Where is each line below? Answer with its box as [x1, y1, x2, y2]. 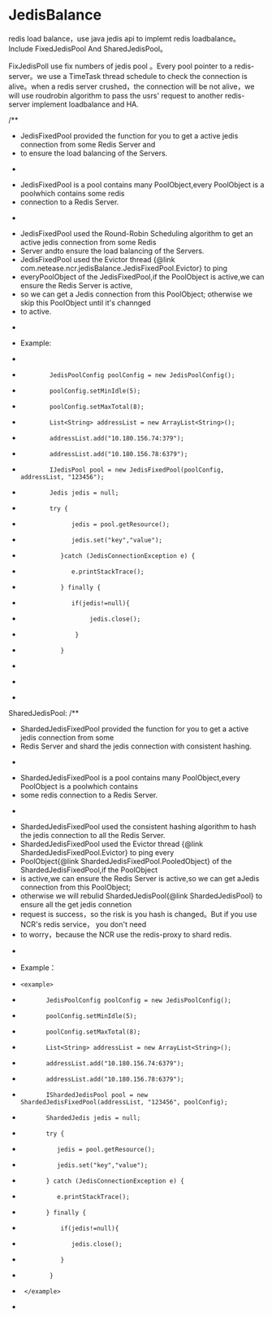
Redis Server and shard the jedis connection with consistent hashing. [19, 741, 252, 751]
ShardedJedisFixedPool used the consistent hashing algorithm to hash [19, 821, 257, 832]
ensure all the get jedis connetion [19, 899, 132, 909]
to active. [19, 306, 52, 316]
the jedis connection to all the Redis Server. [19, 830, 166, 840]
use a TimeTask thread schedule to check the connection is [48, 71, 248, 81]
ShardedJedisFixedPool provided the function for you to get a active [19, 723, 249, 734]
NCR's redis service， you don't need [19, 919, 147, 929]
